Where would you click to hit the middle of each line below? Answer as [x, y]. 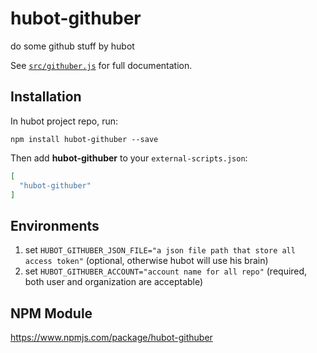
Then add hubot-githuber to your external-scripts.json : [129, 158]
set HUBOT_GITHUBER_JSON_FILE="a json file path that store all [160, 250]
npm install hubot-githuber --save [84, 139]
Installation [46, 97]
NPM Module [51, 313]
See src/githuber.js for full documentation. [101, 65]
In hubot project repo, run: [64, 121]
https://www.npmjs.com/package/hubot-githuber [111, 337]
